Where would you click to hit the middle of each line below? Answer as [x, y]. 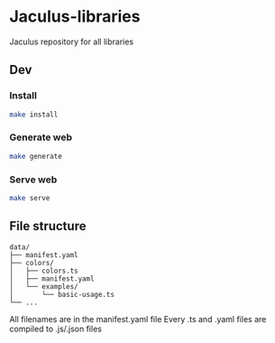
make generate [36, 156]
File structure [48, 226]
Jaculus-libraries [75, 17]
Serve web [33, 180]
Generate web [41, 137]
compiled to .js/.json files [55, 329]
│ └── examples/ [44, 286]
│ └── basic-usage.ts [62, 294]
